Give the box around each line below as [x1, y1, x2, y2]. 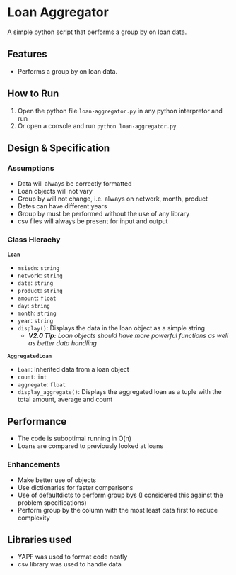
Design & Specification [7, 142, 110, 154]
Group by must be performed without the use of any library [17, 210, 190, 218]
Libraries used [7, 534, 72, 546]
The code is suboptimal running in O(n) [17, 434, 132, 443]
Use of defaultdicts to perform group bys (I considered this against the [17, 491, 224, 499]
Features [7, 48, 47, 60]
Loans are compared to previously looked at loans [17, 442, 164, 450]
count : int [17, 372, 47, 381]
